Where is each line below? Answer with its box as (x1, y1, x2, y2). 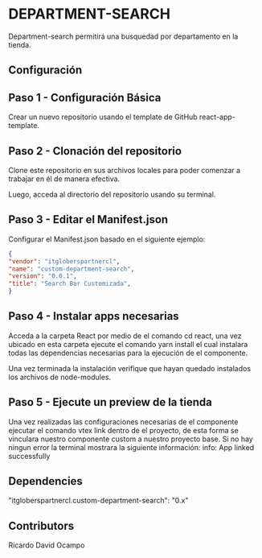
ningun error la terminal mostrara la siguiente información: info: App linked (8, 442, 255, 452)
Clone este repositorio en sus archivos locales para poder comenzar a (8, 165, 241, 175)
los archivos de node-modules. (8, 372, 111, 382)
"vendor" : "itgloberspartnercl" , (8, 257, 121, 266)
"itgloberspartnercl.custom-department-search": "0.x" (8, 496, 189, 506)
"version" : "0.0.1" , (8, 272, 78, 280)
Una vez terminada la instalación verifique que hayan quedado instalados (8, 363, 252, 373)
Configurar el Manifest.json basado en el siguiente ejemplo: (8, 234, 206, 244)
